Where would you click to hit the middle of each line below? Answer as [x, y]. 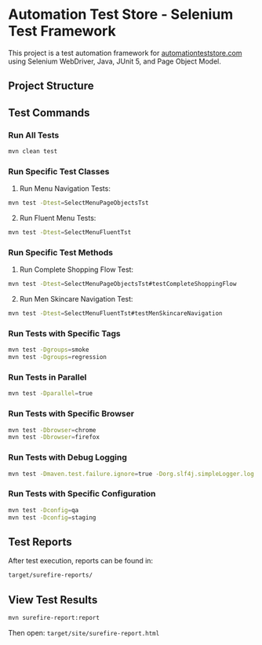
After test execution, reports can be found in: [81, 561]
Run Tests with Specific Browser [71, 414]
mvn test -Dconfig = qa [44, 510]
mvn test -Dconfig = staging [52, 517]
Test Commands [49, 113]
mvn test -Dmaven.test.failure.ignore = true [80, 474]
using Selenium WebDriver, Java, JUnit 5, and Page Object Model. [115, 61]
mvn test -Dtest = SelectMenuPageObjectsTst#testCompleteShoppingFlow [122, 284]
